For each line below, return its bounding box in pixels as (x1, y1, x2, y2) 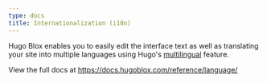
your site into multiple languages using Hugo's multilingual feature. (8, 49, 229, 59)
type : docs (8, 11, 45, 20)
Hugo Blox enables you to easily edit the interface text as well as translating (8, 41, 259, 50)
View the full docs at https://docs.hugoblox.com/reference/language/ (8, 64, 238, 74)
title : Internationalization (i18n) (8, 19, 131, 27)
